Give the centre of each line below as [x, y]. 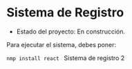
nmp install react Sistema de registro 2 [66, 58]
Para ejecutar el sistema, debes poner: [62, 44]
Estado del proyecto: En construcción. [71, 31]
